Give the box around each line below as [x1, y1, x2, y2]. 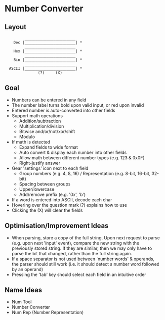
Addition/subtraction [19, 118, 61, 124]
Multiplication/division [19, 123, 64, 129]
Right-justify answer [19, 160, 60, 166]
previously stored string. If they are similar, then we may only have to [11, 245, 152, 251]
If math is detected [11, 139, 50, 145]
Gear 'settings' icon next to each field [11, 165, 88, 171]
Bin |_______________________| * [13, 57, 82, 62]
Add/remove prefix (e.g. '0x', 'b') [19, 191, 86, 197]
